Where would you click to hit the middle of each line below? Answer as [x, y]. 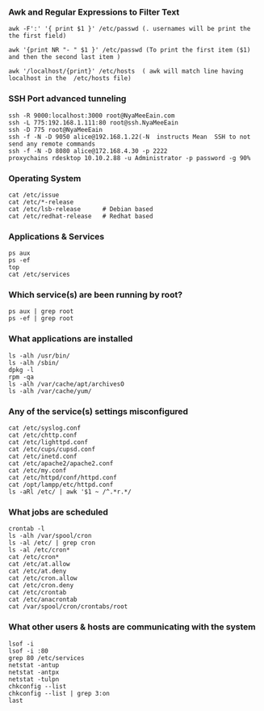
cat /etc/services [39, 275]
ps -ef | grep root [41, 319]
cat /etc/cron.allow [43, 578]
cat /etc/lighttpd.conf [48, 442]
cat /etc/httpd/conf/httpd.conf [63, 478]
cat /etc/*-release [41, 202]
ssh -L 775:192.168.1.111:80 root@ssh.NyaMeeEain [94, 123]
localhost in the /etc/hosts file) [70, 78]
